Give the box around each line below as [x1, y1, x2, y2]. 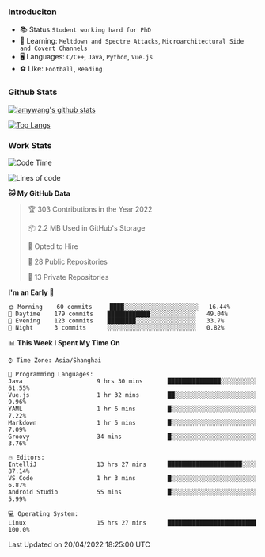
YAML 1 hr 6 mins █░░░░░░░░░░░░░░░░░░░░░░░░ [8, 405, 257, 413]
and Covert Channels [19, 44, 88, 53]
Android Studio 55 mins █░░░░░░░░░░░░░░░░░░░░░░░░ [8, 488, 257, 496]
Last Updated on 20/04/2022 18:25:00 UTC [8, 540, 150, 549]
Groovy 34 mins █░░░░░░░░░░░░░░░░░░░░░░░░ [8, 433, 257, 441]
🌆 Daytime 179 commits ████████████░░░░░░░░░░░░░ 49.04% [8, 310, 228, 318]
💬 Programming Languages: [8, 370, 93, 378]
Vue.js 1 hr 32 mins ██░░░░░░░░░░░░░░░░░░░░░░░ [8, 391, 257, 399]
